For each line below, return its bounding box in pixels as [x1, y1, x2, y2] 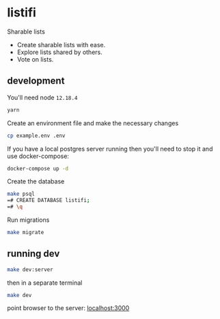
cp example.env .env [7, 132, 66, 139]
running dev [7, 248, 60, 259]
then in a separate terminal [7, 279, 83, 287]
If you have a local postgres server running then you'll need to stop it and [7, 144, 213, 153]
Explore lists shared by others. [16, 48, 102, 56]
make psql [7, 190, 36, 198]
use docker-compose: [7, 152, 70, 160]
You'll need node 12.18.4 [7, 93, 78, 101]
